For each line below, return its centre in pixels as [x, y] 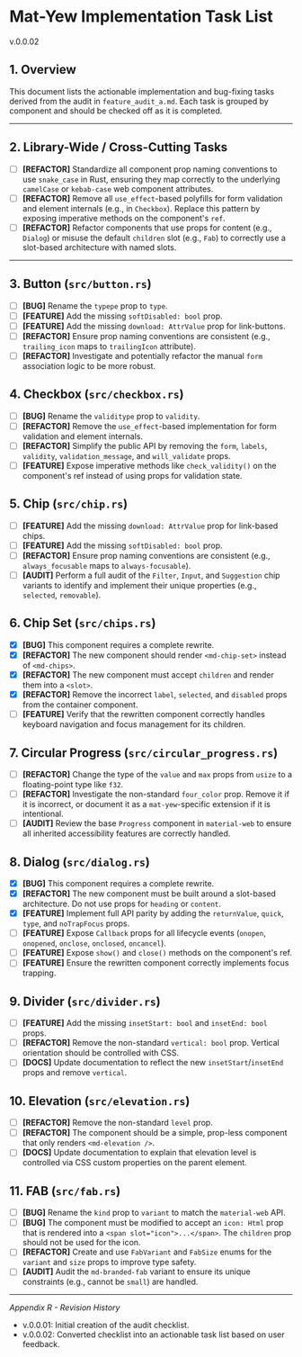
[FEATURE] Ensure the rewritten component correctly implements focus [155, 963]
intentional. [43, 814]
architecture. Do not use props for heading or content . [122, 904]
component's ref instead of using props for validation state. [132, 475]
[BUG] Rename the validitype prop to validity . [111, 416]
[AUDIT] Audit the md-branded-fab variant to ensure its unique [136, 1272]
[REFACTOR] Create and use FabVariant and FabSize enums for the [147, 1252]
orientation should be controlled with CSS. [101, 1053]
